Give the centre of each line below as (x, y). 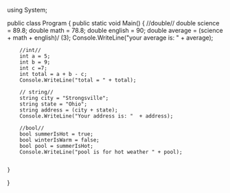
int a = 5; (35, 56)
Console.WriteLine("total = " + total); (78, 80)
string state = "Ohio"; (54, 104)
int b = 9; (35, 62)
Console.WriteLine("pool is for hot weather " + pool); (101, 152)
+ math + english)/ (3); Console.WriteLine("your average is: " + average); (110, 38)
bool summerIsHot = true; (57, 134)
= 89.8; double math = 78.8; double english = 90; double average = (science (115, 30)
